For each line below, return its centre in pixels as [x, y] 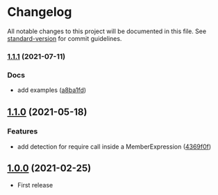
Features [23, 131]
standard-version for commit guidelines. [65, 38]
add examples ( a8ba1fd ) [52, 90]
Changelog [40, 12]
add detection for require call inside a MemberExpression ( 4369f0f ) [114, 147]
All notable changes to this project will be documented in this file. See [107, 31]
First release [35, 185]
